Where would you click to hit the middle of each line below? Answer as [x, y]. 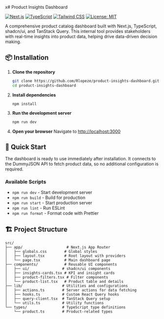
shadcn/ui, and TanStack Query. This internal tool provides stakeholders [78, 31]
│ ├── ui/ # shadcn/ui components [58, 269]
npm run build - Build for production [49, 197]
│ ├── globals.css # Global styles [51, 252]
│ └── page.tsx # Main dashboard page [58, 260]
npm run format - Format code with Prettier [55, 213]
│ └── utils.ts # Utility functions [55, 303]
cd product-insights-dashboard [44, 85]
